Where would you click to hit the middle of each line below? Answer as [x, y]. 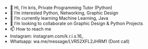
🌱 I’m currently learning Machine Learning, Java [59, 18]
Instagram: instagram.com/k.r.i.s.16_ [47, 36]
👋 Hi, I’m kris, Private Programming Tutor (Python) [61, 8]
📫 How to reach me [30, 29]
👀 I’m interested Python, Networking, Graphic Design [64, 13]
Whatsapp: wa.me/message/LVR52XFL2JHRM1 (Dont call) [70, 41]
